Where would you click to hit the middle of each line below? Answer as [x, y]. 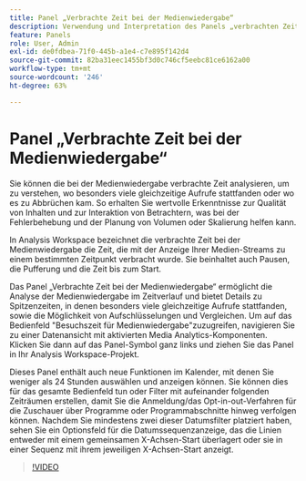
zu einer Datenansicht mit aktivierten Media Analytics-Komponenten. [138, 334]
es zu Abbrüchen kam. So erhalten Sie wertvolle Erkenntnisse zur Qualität [148, 202]
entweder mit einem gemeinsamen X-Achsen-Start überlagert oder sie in [146, 439]
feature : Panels [40, 35]
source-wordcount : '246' [56, 77]
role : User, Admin [44, 43]
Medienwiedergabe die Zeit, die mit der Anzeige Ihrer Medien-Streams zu [148, 249]
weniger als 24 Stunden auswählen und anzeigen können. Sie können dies [149, 381]
